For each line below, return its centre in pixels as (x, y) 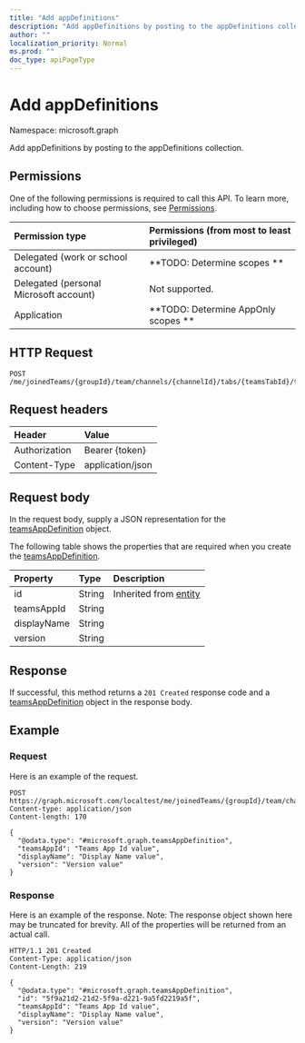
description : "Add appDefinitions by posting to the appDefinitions (142, 26)
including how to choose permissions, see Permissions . (113, 208)
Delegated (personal (58, 283)
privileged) (173, 242)
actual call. (30, 934)
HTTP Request (51, 353)
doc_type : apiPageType (52, 60)
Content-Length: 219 (49, 967)
